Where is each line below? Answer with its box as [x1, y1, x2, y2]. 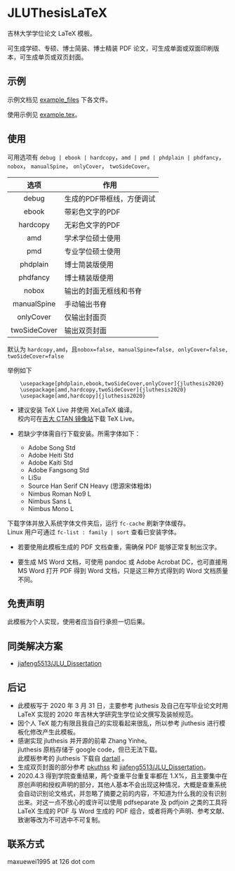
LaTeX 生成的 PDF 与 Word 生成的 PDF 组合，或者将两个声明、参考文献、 [17, 807, 229, 815]
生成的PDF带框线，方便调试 [64, 193, 156, 203]
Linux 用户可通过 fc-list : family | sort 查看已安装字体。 [7, 527, 180, 536]
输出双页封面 [64, 325, 107, 335]
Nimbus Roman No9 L [27, 489, 91, 498]
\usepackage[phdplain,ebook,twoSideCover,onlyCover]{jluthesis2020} [20, 380, 224, 387]
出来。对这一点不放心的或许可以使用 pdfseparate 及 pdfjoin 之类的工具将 [17, 798, 228, 806]
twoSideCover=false [7, 353, 65, 360]
